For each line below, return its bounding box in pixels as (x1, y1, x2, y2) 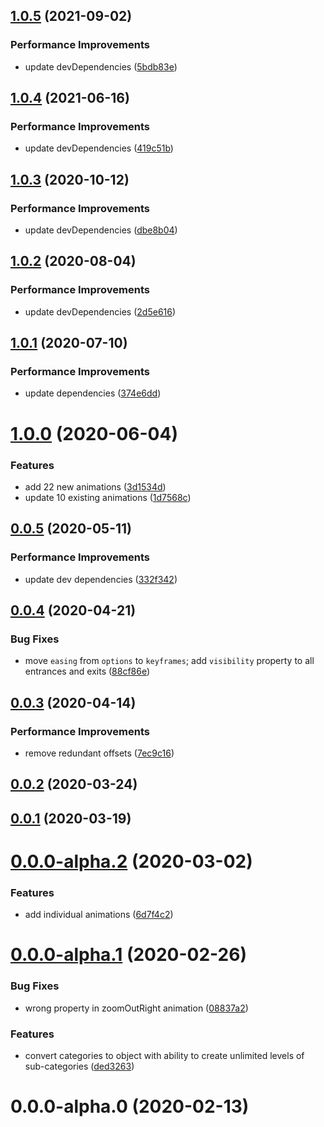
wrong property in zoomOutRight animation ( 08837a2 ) (24, 1002, 249, 1014)
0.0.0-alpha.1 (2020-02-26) (10, 944, 247, 966)
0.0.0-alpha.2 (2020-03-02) (10, 850, 253, 873)
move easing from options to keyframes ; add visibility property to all (24, 655, 315, 667)
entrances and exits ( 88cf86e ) (24, 665, 151, 678)
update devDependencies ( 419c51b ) (24, 142, 174, 154)
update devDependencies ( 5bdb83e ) (24, 60, 178, 73)
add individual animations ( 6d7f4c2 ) (24, 909, 174, 921)
